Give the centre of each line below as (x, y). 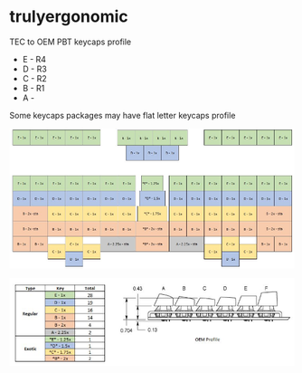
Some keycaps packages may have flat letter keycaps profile (123, 115)
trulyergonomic (69, 17)
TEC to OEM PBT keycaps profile (71, 42)
